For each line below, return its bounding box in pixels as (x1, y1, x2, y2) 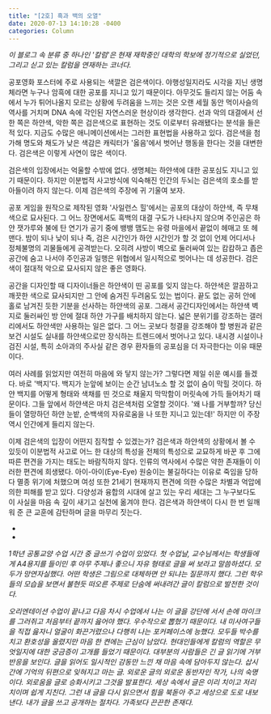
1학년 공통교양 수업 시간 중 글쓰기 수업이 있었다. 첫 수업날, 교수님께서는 (8, 549, 231, 559)
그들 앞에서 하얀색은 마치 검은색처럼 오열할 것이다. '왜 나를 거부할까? (32, 399, 247, 409)
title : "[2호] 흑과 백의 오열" (8, 11, 102, 20)
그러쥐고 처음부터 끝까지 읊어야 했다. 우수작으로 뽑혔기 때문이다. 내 (16, 617, 227, 627)
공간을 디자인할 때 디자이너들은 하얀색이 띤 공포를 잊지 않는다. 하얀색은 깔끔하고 (8, 281, 259, 291)
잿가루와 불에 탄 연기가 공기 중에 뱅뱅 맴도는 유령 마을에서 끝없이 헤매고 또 (16, 223, 250, 233)
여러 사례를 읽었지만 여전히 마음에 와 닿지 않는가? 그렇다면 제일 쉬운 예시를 (8, 369, 243, 379)
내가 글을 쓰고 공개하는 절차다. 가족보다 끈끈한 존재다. (25, 698, 194, 708)
